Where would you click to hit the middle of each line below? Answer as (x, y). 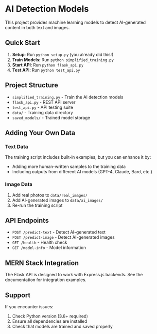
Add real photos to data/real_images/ (50, 195)
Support (18, 295)
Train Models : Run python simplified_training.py (63, 60)
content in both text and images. (37, 27)
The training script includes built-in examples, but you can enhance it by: (78, 157)
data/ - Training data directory (43, 112)
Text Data (17, 147)
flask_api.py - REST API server (44, 102)
